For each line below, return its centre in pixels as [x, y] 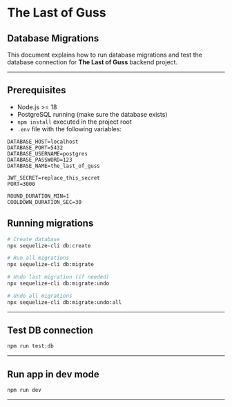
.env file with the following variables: [69, 129]
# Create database [33, 239]
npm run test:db [30, 346]
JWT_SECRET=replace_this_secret [54, 178]
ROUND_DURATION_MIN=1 [38, 196]
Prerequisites [37, 90]
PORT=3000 [21, 184]
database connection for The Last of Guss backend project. [93, 62]
